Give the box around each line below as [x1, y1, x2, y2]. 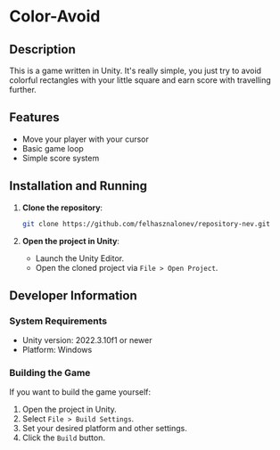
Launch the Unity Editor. [35, 252, 125, 264]
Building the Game [9, 367, 91, 380]
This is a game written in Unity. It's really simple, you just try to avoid [9, 65, 261, 76]
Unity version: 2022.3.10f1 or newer [21, 335, 152, 346]
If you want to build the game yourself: [9, 387, 152, 397]
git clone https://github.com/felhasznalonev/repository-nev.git [21, 219, 270, 228]
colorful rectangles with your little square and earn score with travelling [9, 75, 272, 86]
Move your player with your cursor [21, 134, 150, 144]
